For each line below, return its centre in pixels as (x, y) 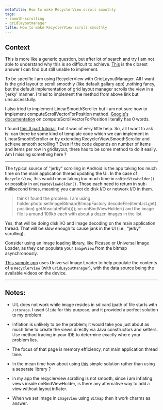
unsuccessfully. (21, 99)
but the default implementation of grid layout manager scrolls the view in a (79, 89)
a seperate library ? (31, 369)
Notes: (15, 293)
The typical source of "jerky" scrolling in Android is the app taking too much (81, 168)
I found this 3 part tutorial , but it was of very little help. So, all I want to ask (79, 128)
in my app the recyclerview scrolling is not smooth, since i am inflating (82, 378)
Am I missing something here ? (36, 154)
